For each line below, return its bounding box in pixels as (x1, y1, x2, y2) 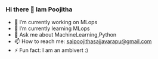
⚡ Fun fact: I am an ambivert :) (14, 47, 89, 54)
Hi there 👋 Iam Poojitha (5, 5, 73, 14)
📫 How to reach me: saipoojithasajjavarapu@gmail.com (14, 38, 152, 45)
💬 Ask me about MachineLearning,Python (14, 31, 117, 38)
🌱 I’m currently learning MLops (14, 25, 90, 32)
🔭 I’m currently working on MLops (14, 19, 98, 26)
